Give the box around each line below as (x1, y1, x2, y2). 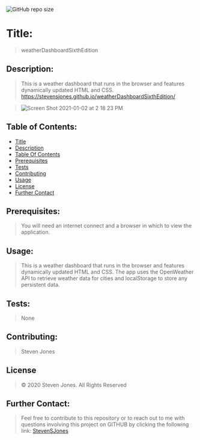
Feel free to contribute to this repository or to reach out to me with (20, 415, 185, 422)
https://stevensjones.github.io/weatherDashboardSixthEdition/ (20, 93, 175, 100)
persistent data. (20, 281, 60, 289)
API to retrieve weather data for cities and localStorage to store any (20, 275, 188, 282)
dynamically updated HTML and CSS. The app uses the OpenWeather (20, 268, 194, 276)
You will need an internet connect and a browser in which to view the (20, 222, 192, 230)
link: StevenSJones (20, 427, 69, 435)
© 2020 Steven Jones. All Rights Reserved (20, 381, 127, 388)
